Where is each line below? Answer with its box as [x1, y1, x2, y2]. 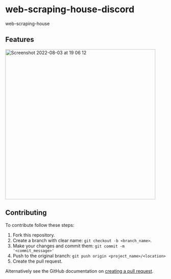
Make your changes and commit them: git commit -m [12, 243, 125, 249]
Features [5, 35, 34, 44]
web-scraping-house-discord [5, 4, 135, 15]
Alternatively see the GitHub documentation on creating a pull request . [5, 268, 154, 274]
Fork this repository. [12, 231, 55, 238]
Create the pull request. [12, 258, 63, 264]
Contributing [5, 208, 47, 217]
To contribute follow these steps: [5, 222, 75, 228]
